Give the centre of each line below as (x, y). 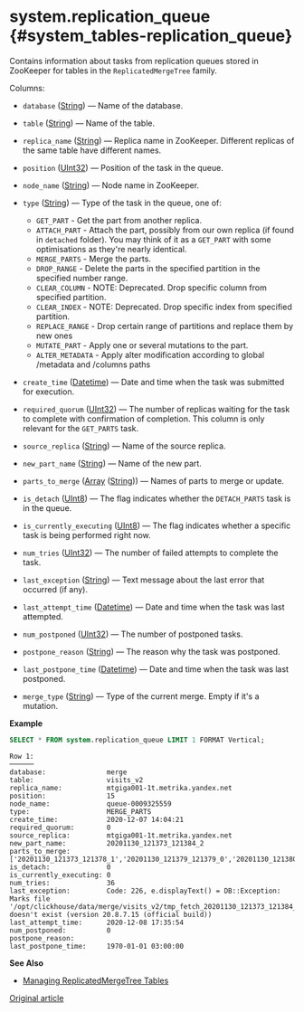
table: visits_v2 (76, 780)
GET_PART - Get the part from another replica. (119, 220)
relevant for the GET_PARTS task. (81, 428)
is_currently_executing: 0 (60, 875)
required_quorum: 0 (60, 828)
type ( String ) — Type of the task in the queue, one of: (122, 203)
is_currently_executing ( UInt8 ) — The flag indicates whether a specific (157, 525)
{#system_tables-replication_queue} (151, 36)
